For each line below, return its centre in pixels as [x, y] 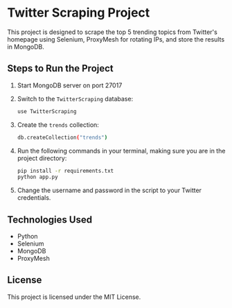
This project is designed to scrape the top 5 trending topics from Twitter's [113, 32]
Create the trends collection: [58, 125]
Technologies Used [50, 220]
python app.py [37, 177]
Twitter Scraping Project [79, 13]
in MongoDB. [26, 46]
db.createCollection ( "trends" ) [62, 137]
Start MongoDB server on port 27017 [70, 85]
